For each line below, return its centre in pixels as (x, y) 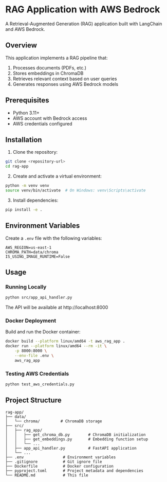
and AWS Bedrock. (25, 29)
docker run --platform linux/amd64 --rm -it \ (56, 346)
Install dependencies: (35, 200)
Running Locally (26, 287)
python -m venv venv (27, 186)
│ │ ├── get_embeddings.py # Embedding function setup (77, 439)
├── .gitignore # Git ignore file (54, 461)
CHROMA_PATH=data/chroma (32, 252)
